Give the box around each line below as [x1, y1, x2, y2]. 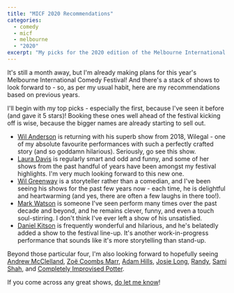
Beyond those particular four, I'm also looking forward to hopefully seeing [7, 249, 218, 258]
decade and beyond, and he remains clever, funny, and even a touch [17, 206, 214, 215]
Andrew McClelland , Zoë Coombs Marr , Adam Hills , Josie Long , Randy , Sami [7, 257, 227, 265]
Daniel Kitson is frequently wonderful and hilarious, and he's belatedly [17, 221, 219, 230]
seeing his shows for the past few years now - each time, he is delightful [17, 184, 226, 193]
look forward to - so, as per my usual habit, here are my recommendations [7, 83, 221, 91]
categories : [7, 17, 42, 24]
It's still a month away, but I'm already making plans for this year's [7, 68, 197, 77]
